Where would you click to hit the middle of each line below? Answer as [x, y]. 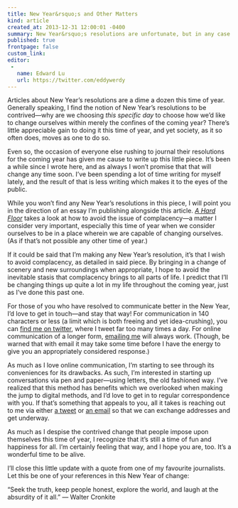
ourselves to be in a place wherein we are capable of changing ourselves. [115, 233]
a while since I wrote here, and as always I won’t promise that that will [109, 167]
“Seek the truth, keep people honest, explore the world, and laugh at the [113, 490]
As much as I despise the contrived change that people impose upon [108, 432]
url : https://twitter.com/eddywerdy [71, 80]
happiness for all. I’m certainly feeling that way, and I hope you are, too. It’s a [119, 447]
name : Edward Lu [41, 73]
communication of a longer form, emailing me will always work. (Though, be [118, 336]
